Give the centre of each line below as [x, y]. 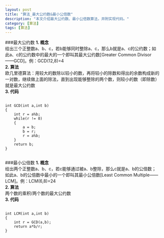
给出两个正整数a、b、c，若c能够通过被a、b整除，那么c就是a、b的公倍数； [81, 169]
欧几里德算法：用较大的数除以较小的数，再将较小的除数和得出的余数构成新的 [82, 73]
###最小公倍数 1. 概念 [27, 163]
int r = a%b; [27, 114]
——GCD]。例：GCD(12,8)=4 [35, 61]
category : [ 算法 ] [22, 23]
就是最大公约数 [20, 85]
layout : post [18, 10]
